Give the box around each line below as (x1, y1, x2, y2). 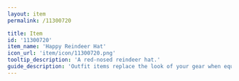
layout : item (7, 10, 46, 18)
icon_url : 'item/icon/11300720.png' (7, 50, 116, 57)
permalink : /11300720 (7, 17, 72, 24)
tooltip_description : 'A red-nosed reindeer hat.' (7, 56, 161, 64)
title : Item (7, 30, 43, 37)
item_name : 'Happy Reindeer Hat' (7, 43, 107, 50)
